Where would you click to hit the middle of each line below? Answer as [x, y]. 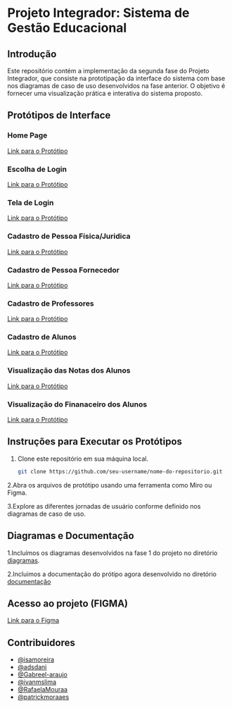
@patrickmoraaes [43, 697]
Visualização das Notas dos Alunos [69, 371]
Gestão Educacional [67, 28]
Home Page [27, 135]
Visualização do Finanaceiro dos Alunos [77, 404]
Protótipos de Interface [59, 115]
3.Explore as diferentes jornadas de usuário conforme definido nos [104, 506]
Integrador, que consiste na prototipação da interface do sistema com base [116, 78]
